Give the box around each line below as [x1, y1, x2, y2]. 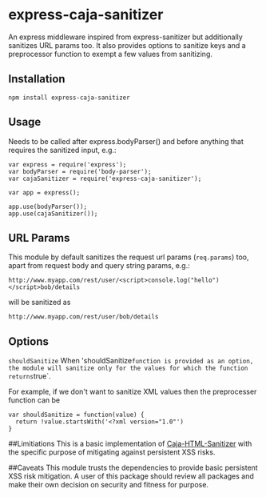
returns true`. [8, 371, 51, 381]
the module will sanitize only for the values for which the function [8, 364, 248, 373]
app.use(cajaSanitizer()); [8, 210, 98, 218]
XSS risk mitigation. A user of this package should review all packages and [8, 471, 254, 481]
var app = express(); [8, 188, 81, 197]
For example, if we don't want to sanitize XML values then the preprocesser [8, 387, 257, 397]
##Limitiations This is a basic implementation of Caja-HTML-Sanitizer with [8, 439, 252, 449]
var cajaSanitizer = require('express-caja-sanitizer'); [8, 174, 202, 182]
